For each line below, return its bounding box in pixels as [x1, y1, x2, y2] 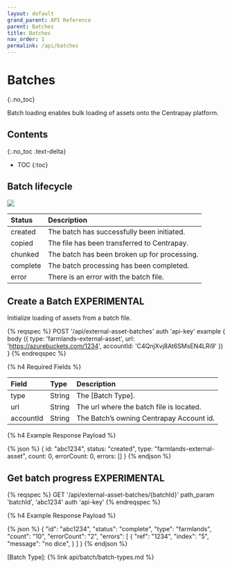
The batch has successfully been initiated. [48, 227, 186, 236]
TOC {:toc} [17, 160, 48, 169]
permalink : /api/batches [7, 42, 79, 49]
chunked [10, 249, 39, 259]
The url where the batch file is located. [75, 402, 202, 412]
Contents [7, 129, 48, 141]
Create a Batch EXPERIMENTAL [7, 295, 145, 307]
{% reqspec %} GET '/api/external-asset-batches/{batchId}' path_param [7, 490, 215, 499]
